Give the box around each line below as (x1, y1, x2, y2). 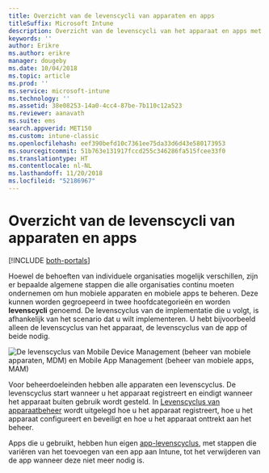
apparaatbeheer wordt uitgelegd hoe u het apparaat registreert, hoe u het (8, 405, 253, 415)
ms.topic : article (8, 72, 70, 80)
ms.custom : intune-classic (8, 132, 99, 140)
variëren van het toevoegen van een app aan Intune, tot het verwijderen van (8, 446, 261, 456)
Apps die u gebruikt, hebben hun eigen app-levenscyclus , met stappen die (8, 437, 257, 448)
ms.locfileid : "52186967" (8, 177, 95, 186)
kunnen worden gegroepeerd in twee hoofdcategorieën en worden (8, 296, 231, 307)
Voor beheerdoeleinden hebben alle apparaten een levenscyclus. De (8, 379, 237, 389)
